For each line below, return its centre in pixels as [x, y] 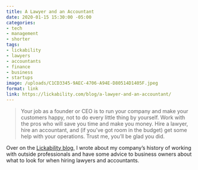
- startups [20, 78]
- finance [18, 67]
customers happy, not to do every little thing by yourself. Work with [103, 117]
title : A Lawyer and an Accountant [50, 12]
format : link [22, 89]
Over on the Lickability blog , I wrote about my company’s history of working [99, 147]
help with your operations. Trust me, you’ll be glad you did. [93, 136]
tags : [13, 45]
